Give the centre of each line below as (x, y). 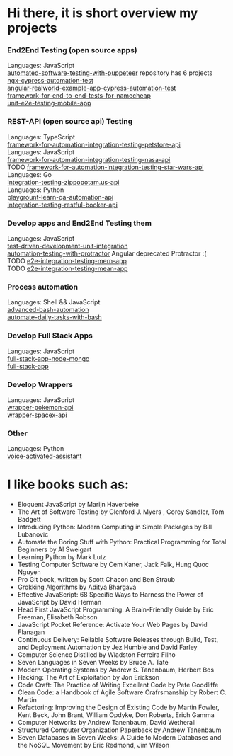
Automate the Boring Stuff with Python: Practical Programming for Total (122, 542)
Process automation (43, 287)
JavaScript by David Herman (59, 602)
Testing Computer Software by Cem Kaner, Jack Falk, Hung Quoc (113, 565)
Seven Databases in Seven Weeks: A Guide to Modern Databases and (119, 738)
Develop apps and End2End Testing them (80, 223)
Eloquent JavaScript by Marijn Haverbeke (78, 505)
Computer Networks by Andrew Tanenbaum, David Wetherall (107, 723)
